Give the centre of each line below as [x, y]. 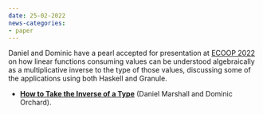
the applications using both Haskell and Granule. [88, 79]
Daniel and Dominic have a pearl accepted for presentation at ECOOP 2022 [132, 53]
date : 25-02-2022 [37, 16]
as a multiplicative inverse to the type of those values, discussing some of [130, 70]
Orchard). [35, 102]
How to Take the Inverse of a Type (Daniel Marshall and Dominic [126, 94]
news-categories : [37, 23]
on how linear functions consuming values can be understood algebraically [131, 61]
